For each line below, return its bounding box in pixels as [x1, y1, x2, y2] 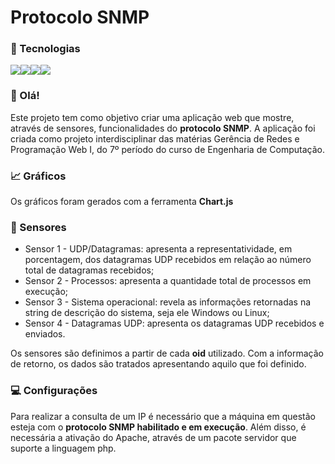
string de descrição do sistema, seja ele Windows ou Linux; [24, 307, 270, 319]
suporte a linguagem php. [10, 442, 117, 454]
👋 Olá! [10, 89, 40, 103]
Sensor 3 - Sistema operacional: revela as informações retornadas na [24, 296, 312, 308]
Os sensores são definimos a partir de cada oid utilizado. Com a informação [10, 347, 324, 360]
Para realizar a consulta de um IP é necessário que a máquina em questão [10, 410, 316, 422]
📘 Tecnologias [10, 42, 81, 56]
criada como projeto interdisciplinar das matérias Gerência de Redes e [10, 132, 300, 145]
